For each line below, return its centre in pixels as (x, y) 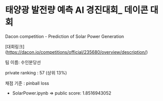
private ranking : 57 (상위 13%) (36, 72)
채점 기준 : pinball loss (27, 83)
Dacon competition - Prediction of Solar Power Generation (65, 36)
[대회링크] (15, 46)
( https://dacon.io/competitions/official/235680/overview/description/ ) (77, 52)
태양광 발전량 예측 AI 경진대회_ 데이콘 (77, 10)
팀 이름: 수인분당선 (23, 62)
